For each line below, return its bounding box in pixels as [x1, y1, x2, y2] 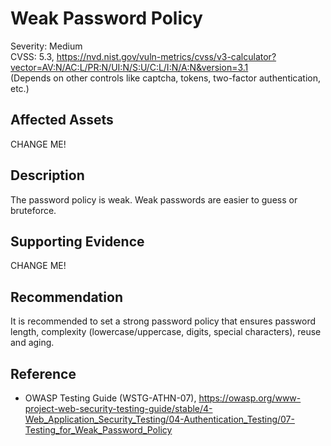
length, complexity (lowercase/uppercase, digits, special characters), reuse [10, 326, 322, 338]
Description [10, 167, 85, 184]
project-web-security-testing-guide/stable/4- [24, 403, 213, 414]
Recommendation [10, 288, 123, 306]
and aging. [10, 337, 55, 349]
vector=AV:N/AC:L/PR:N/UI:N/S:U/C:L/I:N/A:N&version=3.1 [10, 61, 249, 73]
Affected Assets [10, 112, 114, 129]
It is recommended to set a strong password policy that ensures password [10, 315, 317, 327]
